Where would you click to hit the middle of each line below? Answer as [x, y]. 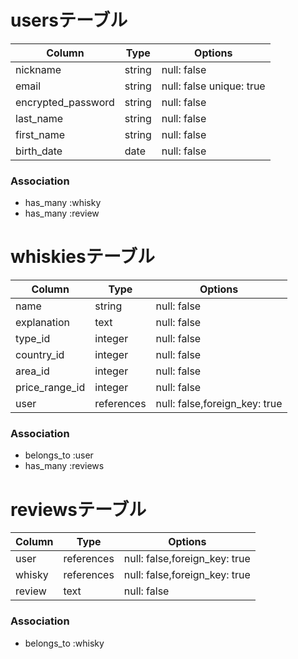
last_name [39, 118]
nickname [38, 69]
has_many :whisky [63, 203]
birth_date [39, 151]
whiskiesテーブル [83, 257]
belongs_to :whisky [64, 643]
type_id [33, 339]
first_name [40, 134]
